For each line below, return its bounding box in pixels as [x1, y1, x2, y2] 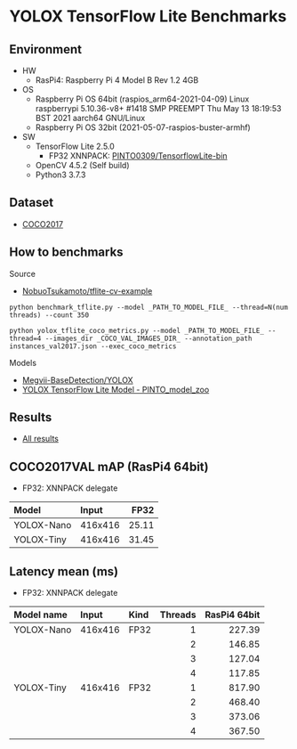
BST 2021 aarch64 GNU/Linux [35, 113, 146, 123]
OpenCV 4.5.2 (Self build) [35, 160, 131, 170]
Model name [13, 608, 68, 621]
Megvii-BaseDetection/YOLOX [21, 374, 133, 385]
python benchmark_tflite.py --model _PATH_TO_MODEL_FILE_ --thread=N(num [9, 303, 289, 312]
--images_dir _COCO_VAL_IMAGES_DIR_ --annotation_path [44, 334, 253, 343]
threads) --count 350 [9, 310, 90, 320]
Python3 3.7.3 [35, 169, 86, 180]
